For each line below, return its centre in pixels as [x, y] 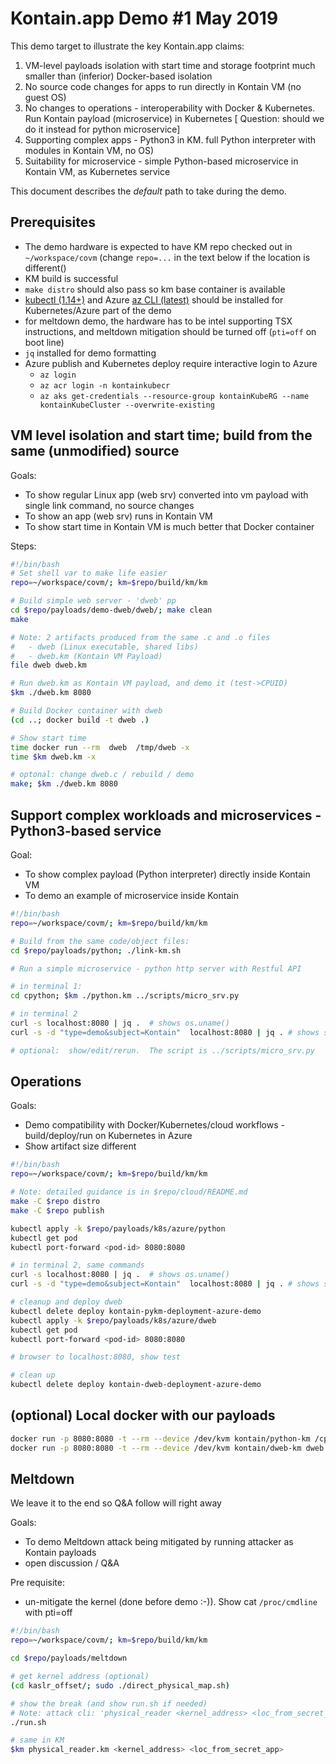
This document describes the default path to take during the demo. [148, 191]
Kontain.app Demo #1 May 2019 [144, 18]
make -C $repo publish [57, 1210]
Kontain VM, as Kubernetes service [97, 171]
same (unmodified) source [95, 451]
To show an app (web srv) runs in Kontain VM [118, 516]
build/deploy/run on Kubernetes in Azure [108, 1136]
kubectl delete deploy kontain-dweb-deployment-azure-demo [136, 1385]
